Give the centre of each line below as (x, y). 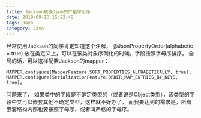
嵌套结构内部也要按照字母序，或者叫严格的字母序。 (69, 109)
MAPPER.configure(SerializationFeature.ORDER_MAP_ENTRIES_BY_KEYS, (92, 77)
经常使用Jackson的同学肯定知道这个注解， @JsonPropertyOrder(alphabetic (100, 46)
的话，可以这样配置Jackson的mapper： (60, 61)
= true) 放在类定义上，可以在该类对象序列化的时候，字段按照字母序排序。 (97, 54)
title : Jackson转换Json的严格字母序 (48, 12)
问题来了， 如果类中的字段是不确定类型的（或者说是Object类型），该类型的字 (100, 94)
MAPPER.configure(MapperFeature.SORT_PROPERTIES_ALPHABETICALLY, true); (99, 72)
